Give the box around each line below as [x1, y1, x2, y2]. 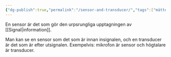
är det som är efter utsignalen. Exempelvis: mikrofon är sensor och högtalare [5, 41, 166, 48]
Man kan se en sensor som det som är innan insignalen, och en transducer [5, 36, 162, 42]
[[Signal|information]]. [5, 26, 52, 33]
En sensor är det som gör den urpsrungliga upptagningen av [5, 21, 132, 27]
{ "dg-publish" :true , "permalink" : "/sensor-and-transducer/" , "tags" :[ [5, 7, 154, 13]
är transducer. [5, 47, 35, 53]
